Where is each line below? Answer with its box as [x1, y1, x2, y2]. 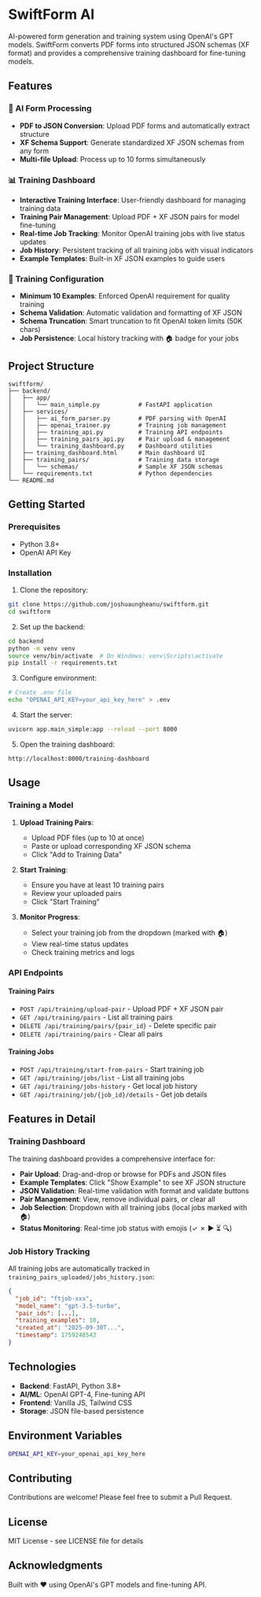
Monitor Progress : [19, 912, 80, 921]
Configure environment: [19, 673, 97, 683]
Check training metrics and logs [31, 947, 135, 957]
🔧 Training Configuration [8, 273, 105, 284]
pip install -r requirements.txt [8, 659, 118, 667]
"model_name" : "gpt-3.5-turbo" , [15, 1302, 122, 1310]
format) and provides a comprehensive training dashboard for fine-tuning [8, 48, 246, 57]
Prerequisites [8, 522, 61, 533]
